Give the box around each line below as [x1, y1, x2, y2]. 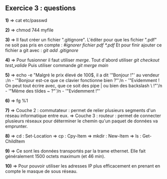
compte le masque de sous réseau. [5, 168, 77, 174]
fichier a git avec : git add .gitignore [5, 47, 78, 53]
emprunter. [5, 123, 28, 129]
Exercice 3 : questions [5, 4, 76, 12]
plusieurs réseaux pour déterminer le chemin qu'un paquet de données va [5, 117, 158, 124]
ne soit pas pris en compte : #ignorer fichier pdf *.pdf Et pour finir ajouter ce [5, 42, 162, 48]
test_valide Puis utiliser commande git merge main [5, 62, 108, 68]
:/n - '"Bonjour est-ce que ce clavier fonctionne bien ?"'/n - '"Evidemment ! [5, 77, 160, 83]
